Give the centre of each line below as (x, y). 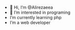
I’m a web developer (30, 22)
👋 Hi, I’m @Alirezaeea (31, 7)
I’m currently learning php (36, 17)
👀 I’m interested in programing (40, 12)
